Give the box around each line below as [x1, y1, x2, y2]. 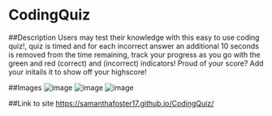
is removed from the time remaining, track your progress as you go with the [8, 49, 261, 59]
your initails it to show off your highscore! [8, 67, 148, 76]
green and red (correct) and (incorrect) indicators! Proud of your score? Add [8, 58, 264, 68]
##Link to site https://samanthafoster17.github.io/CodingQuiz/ [8, 98, 214, 108]
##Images [8, 83, 42, 92]
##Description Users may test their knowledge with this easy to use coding [8, 32, 260, 42]
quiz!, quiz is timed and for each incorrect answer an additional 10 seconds [8, 41, 260, 50]
